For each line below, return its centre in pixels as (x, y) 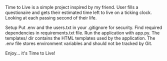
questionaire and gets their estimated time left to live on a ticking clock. (79, 12)
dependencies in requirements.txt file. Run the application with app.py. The (82, 33)
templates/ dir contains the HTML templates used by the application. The (80, 38)
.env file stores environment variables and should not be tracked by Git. (79, 43)
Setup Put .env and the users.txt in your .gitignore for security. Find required (84, 27)
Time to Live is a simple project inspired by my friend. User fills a (72, 7)
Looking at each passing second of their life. (51, 18)
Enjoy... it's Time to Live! (30, 53)
